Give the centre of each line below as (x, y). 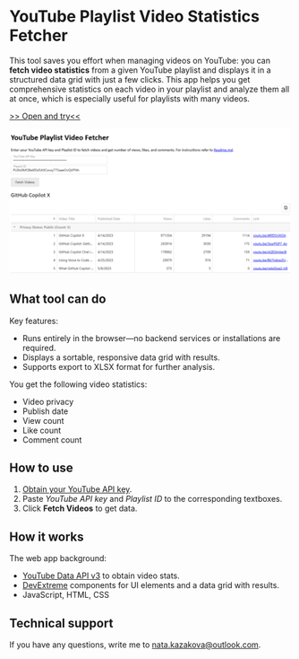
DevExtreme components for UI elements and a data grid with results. (151, 585)
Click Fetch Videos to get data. (80, 508)
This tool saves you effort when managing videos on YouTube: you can (140, 60)
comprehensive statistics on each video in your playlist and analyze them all (149, 89)
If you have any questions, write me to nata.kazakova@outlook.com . (135, 645)
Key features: (34, 321)
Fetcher (39, 35)
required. (39, 347)
